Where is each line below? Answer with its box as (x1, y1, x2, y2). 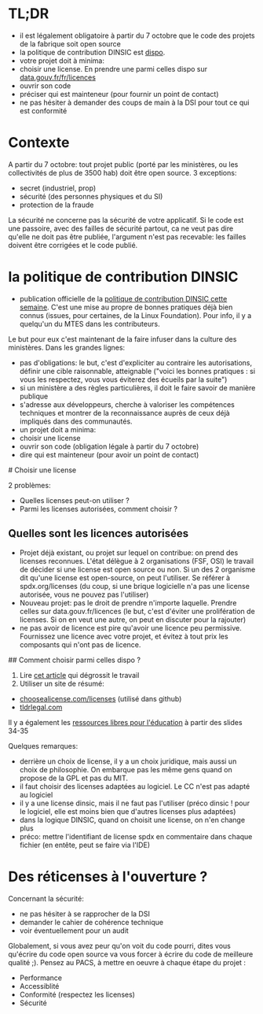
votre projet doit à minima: (19, 56, 104, 65)
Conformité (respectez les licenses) (19, 990, 136, 999)
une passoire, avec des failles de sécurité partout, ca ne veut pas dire (8, 224, 234, 233)
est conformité (19, 105, 68, 115)
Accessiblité (19, 981, 60, 990)
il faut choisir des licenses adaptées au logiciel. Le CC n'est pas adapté (19, 781, 250, 791)
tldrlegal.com (19, 702, 63, 712)
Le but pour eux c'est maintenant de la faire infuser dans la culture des (8, 334, 237, 343)
